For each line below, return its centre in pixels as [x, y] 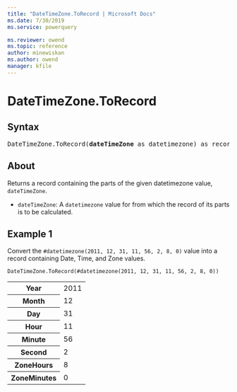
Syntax [23, 127]
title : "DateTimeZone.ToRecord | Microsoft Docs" [82, 14]
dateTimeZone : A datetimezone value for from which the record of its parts [123, 204]
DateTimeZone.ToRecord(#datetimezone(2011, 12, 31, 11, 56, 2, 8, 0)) [113, 272]
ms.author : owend [33, 60]
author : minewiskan [36, 53]
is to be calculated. [45, 212]
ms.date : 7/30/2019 [36, 21]
